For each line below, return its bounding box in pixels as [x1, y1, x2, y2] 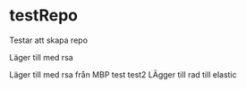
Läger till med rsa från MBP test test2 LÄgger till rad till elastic [9, 69, 237, 80]
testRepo [9, 5, 79, 26]
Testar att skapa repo [9, 35, 88, 45]
